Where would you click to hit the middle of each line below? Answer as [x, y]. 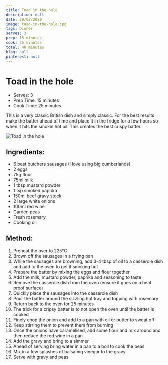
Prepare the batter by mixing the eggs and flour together [71, 272]
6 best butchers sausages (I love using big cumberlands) [72, 164]
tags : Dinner [19, 29]
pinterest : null [23, 56]
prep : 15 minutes [24, 38]
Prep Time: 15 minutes [36, 100]
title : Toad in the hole [32, 10]
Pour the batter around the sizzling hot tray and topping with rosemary [86, 298]
